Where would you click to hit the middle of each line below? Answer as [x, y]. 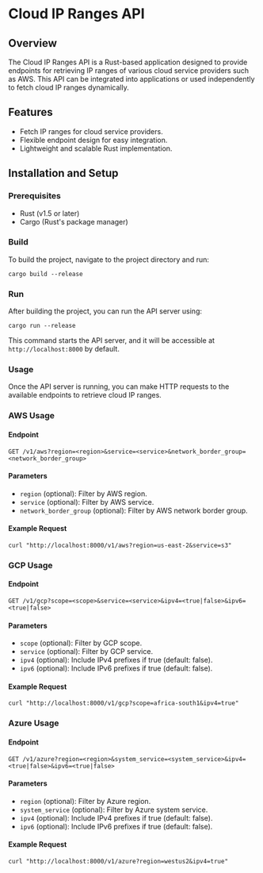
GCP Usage [30, 565]
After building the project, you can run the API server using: [105, 311]
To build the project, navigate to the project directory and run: [109, 260]
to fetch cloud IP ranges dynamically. [69, 87]
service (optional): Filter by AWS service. [87, 502]
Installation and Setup [63, 173]
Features [30, 112]
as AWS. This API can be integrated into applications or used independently [131, 79]
